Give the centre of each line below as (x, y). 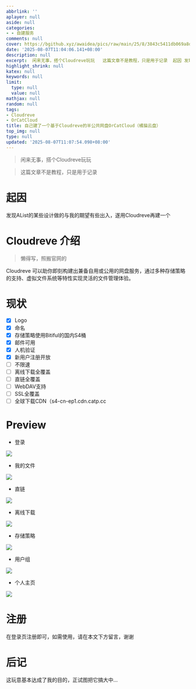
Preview (26, 425)
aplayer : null (23, 17)
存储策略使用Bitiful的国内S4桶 (50, 335)
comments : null (24, 39)
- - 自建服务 (20, 33)
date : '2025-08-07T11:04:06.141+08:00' (55, 50)
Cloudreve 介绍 (43, 241)
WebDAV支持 (30, 386)
